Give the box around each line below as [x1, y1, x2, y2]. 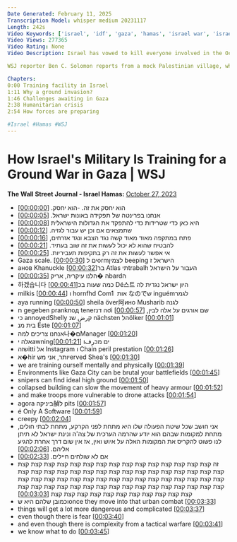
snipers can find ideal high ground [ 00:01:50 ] [17, 375, 150, 384]
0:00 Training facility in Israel [7, 82, 109, 89]
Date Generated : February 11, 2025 [7, 10, 112, 18]
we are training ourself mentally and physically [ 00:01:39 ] [17, 360, 185, 369]
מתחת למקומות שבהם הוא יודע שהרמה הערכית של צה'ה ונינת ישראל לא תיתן [17, 429, 222, 438]
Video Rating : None [7, 43, 65, 50]
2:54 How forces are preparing [7, 108, 99, 115]
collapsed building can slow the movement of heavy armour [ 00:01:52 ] [17, 383, 224, 391]
